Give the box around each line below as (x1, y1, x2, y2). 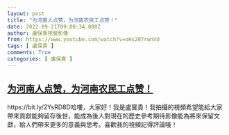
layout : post (7, 10, 45, 17)
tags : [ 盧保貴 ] (7, 42, 54, 49)
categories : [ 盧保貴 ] (7, 56, 73, 63)
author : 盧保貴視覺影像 (7, 29, 69, 37)
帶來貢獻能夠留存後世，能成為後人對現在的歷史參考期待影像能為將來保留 (7, 111, 214, 120)
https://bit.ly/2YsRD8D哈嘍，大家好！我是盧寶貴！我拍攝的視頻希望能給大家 (7, 102, 223, 111)
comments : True (7, 49, 51, 56)
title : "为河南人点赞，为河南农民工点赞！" (7, 17, 118, 24)
